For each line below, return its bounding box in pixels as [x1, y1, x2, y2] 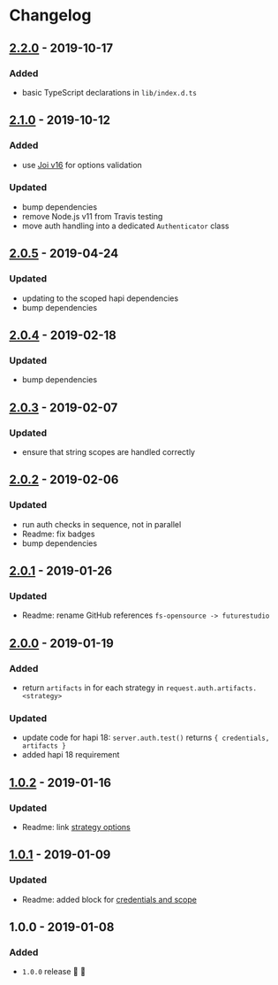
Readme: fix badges [21, 528, 95, 539]
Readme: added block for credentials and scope [21, 894, 197, 904]
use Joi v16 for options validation [21, 159, 143, 170]
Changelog [9, 5, 92, 26]
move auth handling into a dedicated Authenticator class [21, 220, 229, 231]
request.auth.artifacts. [165, 683, 258, 693]
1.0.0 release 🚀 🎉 [21, 966, 86, 977]
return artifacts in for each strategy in [21, 682, 165, 693]
